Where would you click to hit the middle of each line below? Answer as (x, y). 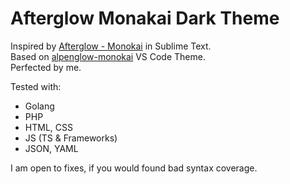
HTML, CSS (48, 127)
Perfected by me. (46, 67)
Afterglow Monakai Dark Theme (145, 18)
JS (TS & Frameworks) (71, 138)
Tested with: (36, 86)
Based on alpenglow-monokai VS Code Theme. (108, 56)
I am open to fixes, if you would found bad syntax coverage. (134, 168)
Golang (39, 106)
